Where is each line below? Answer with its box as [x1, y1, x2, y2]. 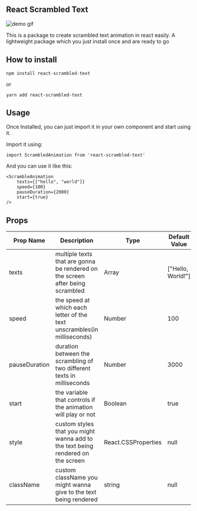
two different [55, 364, 91, 373]
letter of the [55, 311, 88, 319]
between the [55, 350, 90, 358]
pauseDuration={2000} [16, 189, 69, 195]
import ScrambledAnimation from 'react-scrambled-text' [6, 152, 145, 158]
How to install [6, 55, 57, 65]
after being [55, 280, 86, 288]
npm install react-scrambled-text [6, 70, 91, 76]
